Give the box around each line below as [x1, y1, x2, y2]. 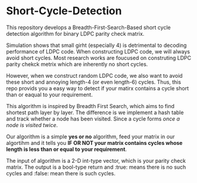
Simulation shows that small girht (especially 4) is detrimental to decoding [6, 42, 187, 49]
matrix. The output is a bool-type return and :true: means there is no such [6, 163, 186, 171]
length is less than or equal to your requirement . [6, 146, 127, 153]
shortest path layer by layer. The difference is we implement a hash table [6, 109, 184, 116]
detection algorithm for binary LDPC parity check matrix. [6, 30, 145, 37]
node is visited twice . [6, 121, 58, 128]
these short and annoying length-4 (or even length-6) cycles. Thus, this [6, 78, 182, 86]
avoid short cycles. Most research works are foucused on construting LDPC [6, 54, 192, 61]
